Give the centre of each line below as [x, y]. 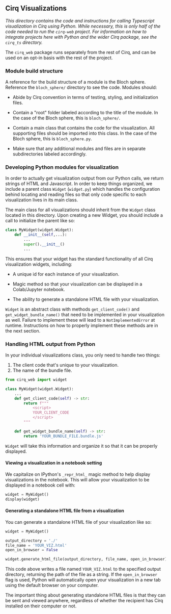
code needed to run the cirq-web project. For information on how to [76, 31]
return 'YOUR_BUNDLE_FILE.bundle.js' [63, 436]
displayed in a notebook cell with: [40, 485]
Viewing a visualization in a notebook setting [54, 463]
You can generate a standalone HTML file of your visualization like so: [78, 522]
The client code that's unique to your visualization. [65, 365]
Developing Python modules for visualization [62, 167]
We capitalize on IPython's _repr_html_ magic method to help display [78, 474]
